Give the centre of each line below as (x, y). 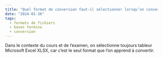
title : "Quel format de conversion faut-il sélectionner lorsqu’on (75, 9)
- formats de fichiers (32, 23)
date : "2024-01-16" (25, 14)
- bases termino (26, 27)
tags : (10, 18)
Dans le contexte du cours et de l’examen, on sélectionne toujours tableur (79, 45)
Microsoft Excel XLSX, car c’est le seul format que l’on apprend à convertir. (80, 50)
